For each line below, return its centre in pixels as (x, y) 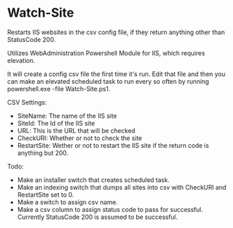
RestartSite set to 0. (46, 195)
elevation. (21, 60)
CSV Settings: (27, 102)
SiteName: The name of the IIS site (67, 116)
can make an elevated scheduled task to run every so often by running (108, 81)
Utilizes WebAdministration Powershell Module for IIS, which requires (106, 53)
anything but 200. (43, 153)
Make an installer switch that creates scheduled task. (94, 180)
